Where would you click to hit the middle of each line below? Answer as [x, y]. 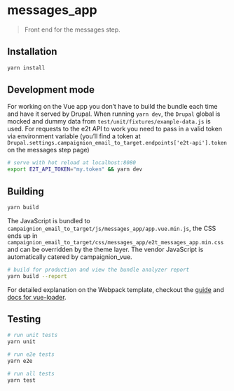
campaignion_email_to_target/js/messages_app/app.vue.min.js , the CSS [112, 228]
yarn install [26, 68]
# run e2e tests [31, 354]
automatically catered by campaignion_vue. [70, 257]
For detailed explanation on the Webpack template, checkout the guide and [116, 289]
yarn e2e [20, 361]
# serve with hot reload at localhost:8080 [72, 163]
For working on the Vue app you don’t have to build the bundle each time [112, 107]
